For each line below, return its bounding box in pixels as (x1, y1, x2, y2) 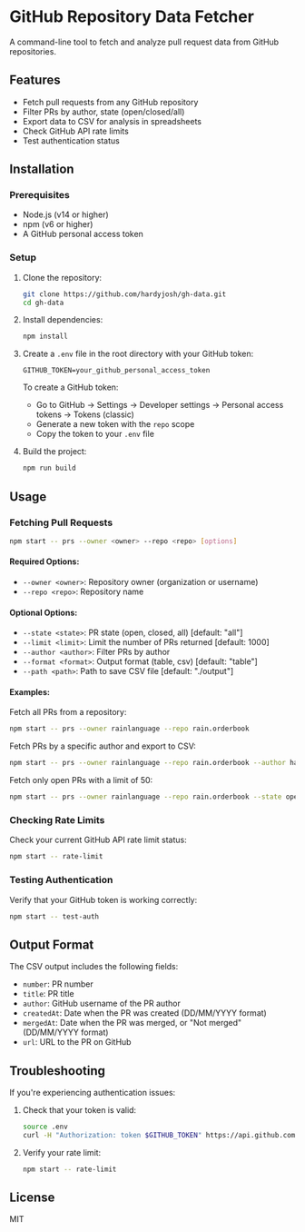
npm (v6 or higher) (22, 219, 93, 230)
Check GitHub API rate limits (22, 125, 129, 136)
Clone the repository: (22, 272, 103, 283)
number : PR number (22, 979, 93, 989)
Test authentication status (22, 134, 120, 146)
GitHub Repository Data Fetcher (9, 6, 254, 27)
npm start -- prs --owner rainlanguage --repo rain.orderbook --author (9, 759, 286, 768)
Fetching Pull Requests (9, 516, 113, 529)
